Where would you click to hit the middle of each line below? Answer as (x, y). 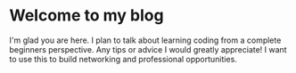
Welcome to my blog (86, 16)
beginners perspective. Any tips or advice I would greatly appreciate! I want (148, 49)
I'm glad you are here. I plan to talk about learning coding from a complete (145, 40)
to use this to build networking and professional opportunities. (123, 59)
